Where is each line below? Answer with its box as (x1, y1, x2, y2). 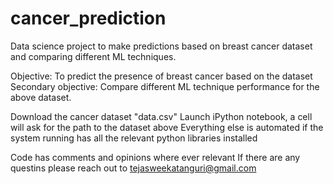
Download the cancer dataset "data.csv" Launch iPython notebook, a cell (10, 110, 313, 122)
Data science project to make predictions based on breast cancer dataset (10, 40, 313, 52)
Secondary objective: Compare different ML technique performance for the (10, 80, 320, 92)
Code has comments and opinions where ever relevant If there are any (10, 151, 301, 163)
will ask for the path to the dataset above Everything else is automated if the (10, 121, 324, 133)
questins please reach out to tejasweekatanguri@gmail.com (10, 162, 257, 174)
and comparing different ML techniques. (10, 50, 177, 62)
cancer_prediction (10, 7, 167, 30)
